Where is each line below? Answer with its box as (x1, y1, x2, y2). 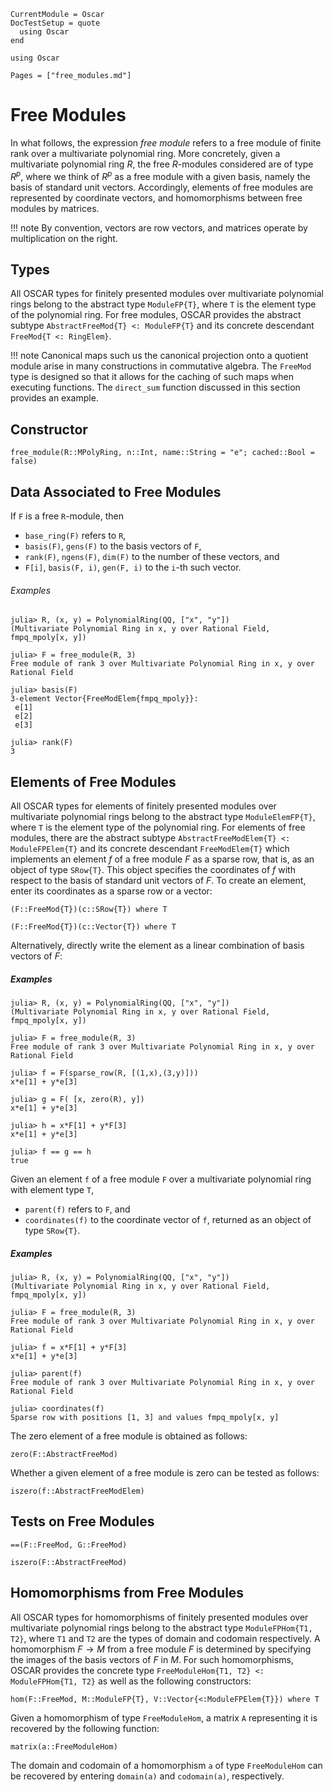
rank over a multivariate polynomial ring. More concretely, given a (10, 147, 281, 159)
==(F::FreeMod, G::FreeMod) (10, 1540, 128, 1550)
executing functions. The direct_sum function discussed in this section (10, 381, 301, 394)
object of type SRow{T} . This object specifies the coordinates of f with (10, 864, 296, 876)
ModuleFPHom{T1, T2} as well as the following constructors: (10, 1675, 252, 1687)
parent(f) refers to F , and (24, 1203, 131, 1215)
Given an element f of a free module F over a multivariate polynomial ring (10, 1173, 312, 1185)
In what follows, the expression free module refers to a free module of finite (10, 136, 322, 149)
